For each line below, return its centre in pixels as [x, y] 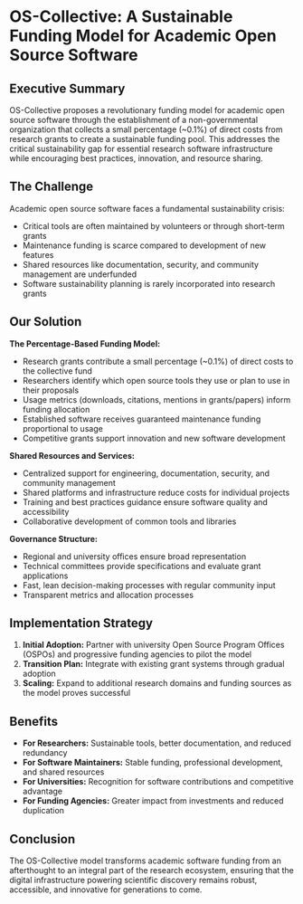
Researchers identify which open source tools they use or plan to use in [156, 380]
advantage [43, 791]
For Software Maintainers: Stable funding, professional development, [152, 763]
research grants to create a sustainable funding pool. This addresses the [145, 139]
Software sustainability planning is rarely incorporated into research [149, 283]
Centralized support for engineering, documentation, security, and [146, 473]
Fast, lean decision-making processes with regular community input [149, 585]
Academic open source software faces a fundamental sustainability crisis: [147, 208]
